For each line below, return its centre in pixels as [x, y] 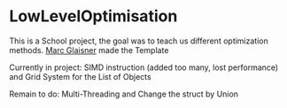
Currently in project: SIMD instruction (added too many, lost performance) [144, 67]
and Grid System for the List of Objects [81, 76]
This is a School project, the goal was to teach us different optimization [139, 41]
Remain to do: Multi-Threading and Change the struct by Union [124, 94]
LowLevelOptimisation [93, 16]
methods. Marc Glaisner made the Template [89, 50]
